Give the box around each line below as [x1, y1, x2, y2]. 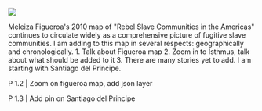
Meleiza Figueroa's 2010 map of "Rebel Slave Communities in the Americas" [8, 22, 255, 31]
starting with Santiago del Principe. [8, 63, 122, 73]
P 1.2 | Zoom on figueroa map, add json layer [8, 79, 153, 88]
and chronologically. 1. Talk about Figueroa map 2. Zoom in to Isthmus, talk [8, 47, 249, 56]
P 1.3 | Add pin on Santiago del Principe [8, 94, 136, 103]
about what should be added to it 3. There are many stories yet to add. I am [8, 55, 252, 64]
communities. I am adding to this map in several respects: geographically [8, 39, 245, 48]
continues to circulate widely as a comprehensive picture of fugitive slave [8, 30, 246, 39]
